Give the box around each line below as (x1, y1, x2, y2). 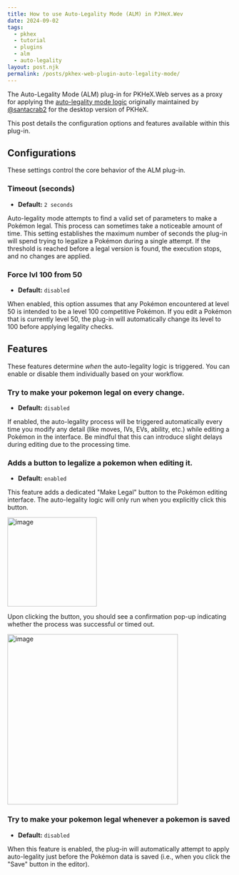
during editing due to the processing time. (7, 440, 131, 449)
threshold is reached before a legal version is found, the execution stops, (7, 244, 222, 253)
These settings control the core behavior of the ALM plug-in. (7, 166, 185, 175)
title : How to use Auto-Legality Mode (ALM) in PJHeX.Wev (7, 10, 183, 18)
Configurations (7, 147, 76, 159)
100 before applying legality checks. (7, 322, 114, 330)
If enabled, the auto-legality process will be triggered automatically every (7, 418, 223, 426)
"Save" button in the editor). (7, 859, 90, 868)
